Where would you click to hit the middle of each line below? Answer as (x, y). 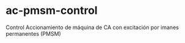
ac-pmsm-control (52, 11)
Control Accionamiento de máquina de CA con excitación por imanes (92, 27)
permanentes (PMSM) (34, 33)
